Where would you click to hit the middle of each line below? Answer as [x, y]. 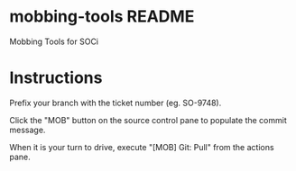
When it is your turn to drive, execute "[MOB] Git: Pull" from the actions [142, 147]
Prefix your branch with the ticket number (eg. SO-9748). [116, 103]
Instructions [56, 78]
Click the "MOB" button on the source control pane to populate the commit [148, 120]
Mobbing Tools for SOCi [54, 41]
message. [28, 130]
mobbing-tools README [102, 17]
